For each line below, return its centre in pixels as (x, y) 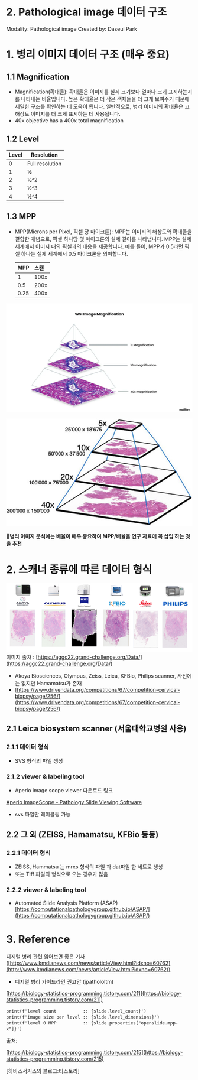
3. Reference (38, 939)
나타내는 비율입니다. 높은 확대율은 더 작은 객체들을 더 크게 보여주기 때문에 (106, 99)
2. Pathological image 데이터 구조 (87, 12)
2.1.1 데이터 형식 (27, 747)
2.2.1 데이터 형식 (29, 853)
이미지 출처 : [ (22, 657)
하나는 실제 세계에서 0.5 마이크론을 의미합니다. (74, 253)
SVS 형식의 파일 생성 (39, 761)
